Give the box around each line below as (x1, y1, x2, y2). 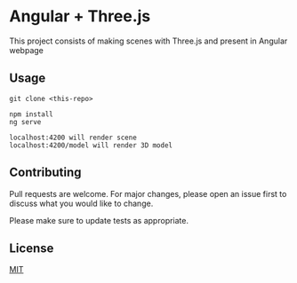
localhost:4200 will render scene (9, 133, 138, 142)
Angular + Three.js (9, 6, 151, 27)
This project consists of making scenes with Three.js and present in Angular (9, 35, 288, 46)
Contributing (9, 165, 82, 180)
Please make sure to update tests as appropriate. (9, 215, 189, 225)
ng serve (9, 117, 42, 126)
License (9, 240, 54, 255)
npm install (9, 109, 53, 119)
